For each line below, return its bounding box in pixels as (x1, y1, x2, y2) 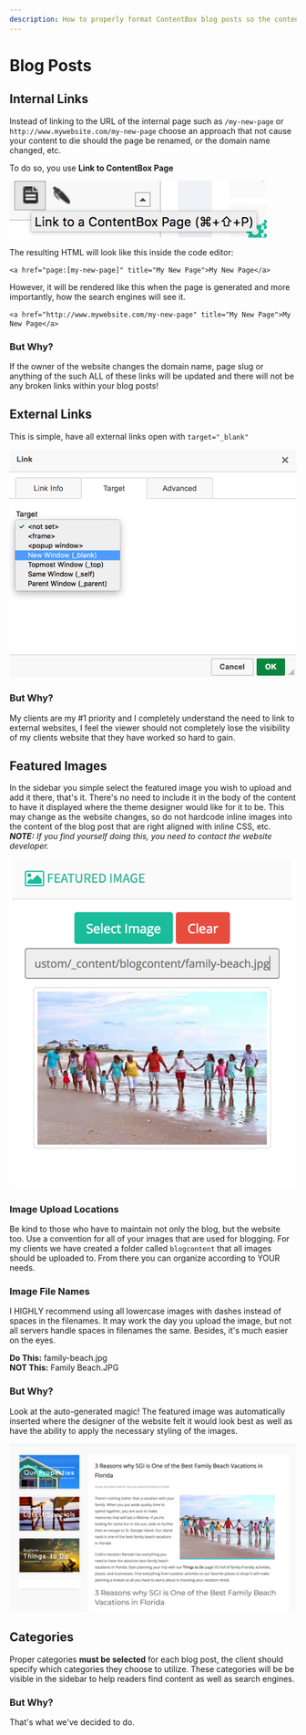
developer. (9, 840, 49, 852)
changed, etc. (9, 144, 62, 155)
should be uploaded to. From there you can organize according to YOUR (9, 1252, 280, 1263)
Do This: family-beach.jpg (9, 1353, 107, 1364)
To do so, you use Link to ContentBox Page (9, 162, 174, 173)
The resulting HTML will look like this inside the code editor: (9, 246, 234, 257)
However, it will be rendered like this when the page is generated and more (9, 281, 291, 292)
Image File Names (9, 1285, 90, 1297)
